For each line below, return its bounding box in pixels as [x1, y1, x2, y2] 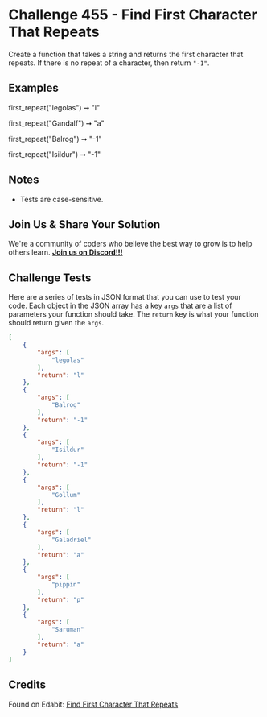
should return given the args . [8, 318, 105, 328]
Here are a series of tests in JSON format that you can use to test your [8, 292, 241, 302]
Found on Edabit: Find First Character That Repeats [8, 699, 179, 709]
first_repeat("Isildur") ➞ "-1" [8, 149, 101, 159]
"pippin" [51, 581, 81, 589]
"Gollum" [51, 491, 81, 499]
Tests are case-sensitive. [19, 194, 104, 204]
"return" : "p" [37, 595, 84, 603]
